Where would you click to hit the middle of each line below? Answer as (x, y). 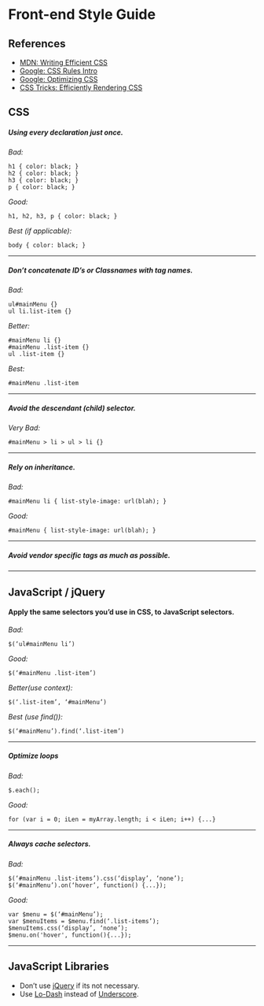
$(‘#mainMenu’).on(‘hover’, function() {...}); (88, 885)
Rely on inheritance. (42, 467)
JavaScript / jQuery (57, 592)
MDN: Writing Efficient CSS (64, 62)
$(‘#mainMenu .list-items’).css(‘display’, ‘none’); (96, 878)
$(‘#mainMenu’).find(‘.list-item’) (66, 731)
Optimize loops (33, 756)
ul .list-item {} (37, 355)
